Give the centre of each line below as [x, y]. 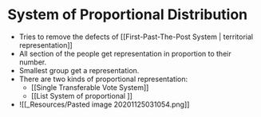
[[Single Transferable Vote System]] [90, 87]
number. [33, 62]
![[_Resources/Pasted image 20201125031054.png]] [104, 104]
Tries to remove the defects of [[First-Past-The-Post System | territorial [136, 37]
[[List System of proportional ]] [82, 96]
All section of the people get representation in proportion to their [125, 53]
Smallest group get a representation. [79, 70]
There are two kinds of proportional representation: [103, 79]
